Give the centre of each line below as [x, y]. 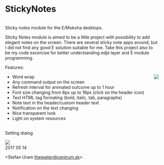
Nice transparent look [34, 113]
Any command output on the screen [48, 82]
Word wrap [23, 77]
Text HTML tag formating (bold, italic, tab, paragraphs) [67, 97]
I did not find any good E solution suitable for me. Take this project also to [79, 47]
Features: [15, 67]
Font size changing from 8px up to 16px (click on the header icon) [78, 92]
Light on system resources [39, 118]
